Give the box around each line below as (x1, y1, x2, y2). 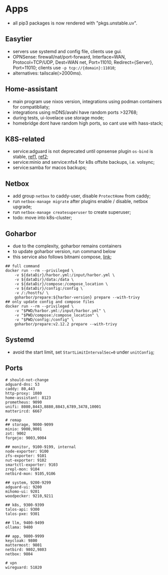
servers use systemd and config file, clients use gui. (12, 48, 122, 54)
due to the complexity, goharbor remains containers (12, 243, 122, 249)
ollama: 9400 (5, 524, 33, 530)
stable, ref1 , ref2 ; (12, 154, 49, 160)
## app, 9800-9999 (5, 534, 44, 539)
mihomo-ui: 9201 (5, 489, 40, 494)
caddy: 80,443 (5, 386, 36, 391)
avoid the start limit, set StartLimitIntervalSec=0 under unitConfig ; (12, 349, 155, 355)
